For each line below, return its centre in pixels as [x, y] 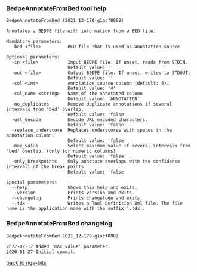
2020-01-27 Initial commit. [41, 252]
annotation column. [30, 135]
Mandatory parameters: [34, 42]
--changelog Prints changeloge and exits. [77, 198]
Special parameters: [32, 183]
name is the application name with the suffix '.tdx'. [76, 209]
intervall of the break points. [46, 167]
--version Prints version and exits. [73, 193]
